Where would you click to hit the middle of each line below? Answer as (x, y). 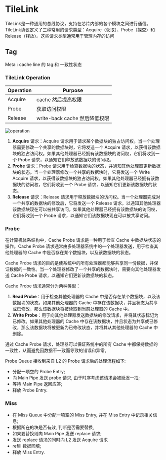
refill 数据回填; (27, 446)
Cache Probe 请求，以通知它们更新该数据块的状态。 (63, 275)
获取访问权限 (51, 109)
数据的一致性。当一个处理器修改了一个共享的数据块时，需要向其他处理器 (83, 269)
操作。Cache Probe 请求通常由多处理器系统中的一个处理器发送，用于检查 (80, 246)
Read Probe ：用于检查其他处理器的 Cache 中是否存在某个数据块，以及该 (86, 297)
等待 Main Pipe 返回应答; (37, 384)
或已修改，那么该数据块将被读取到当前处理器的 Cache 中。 (72, 309)
